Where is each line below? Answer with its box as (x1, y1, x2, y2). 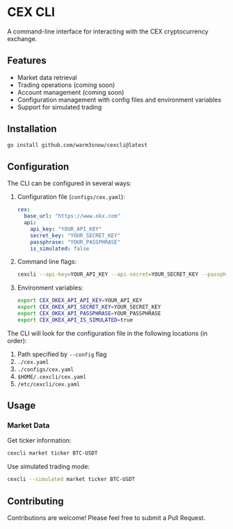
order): (7, 336, 27, 345)
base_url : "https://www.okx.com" (24, 213, 121, 220)
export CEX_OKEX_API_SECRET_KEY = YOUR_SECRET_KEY (17, 303, 161, 310)
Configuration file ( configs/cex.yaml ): (17, 193, 125, 201)
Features (7, 55, 47, 67)
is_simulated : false (30, 245, 90, 252)
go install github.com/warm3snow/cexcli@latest (7, 141, 148, 148)
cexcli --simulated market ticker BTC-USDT (7, 476, 136, 483)
